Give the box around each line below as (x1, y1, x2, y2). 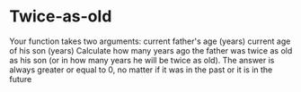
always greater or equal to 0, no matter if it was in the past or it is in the (9, 64, 273, 75)
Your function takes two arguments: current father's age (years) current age (9, 36, 291, 46)
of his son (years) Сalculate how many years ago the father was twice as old (9, 45, 293, 55)
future (9, 73, 32, 84)
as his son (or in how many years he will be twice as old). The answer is (9, 54, 275, 65)
